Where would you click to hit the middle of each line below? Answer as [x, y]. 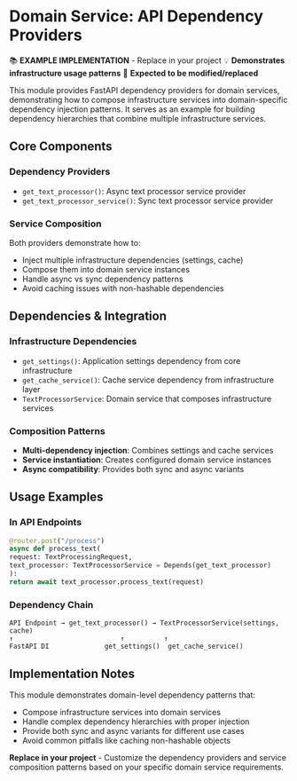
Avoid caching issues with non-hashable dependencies [123, 288]
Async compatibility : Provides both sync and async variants [133, 469]
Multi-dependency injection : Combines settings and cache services [148, 450]
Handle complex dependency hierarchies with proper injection [136, 722]
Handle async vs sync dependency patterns [102, 279]
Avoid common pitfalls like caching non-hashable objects [126, 740]
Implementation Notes [72, 673]
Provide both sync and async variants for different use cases [133, 730]
